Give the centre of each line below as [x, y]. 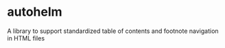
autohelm [35, 12]
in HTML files [26, 38]
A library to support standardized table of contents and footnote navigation [113, 31]
